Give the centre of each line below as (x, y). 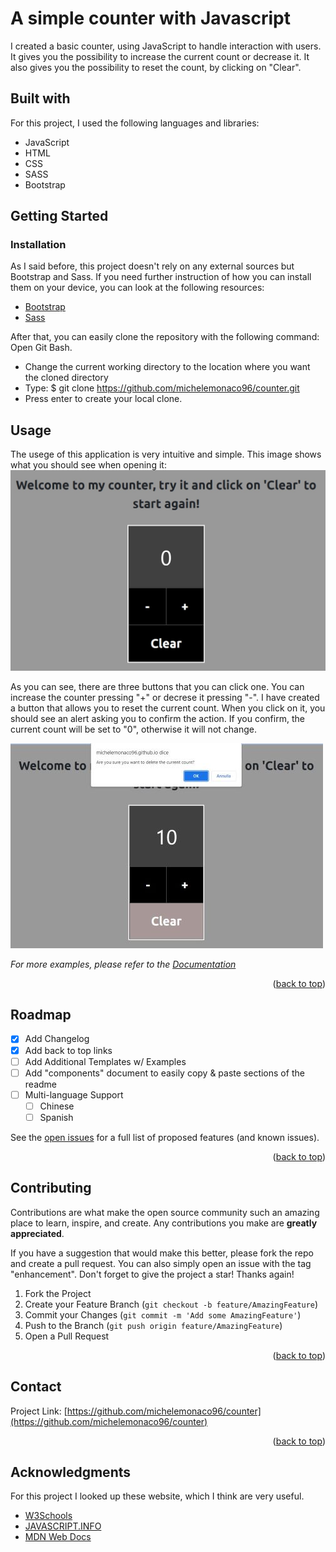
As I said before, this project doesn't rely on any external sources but (152, 266)
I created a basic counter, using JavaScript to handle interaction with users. (166, 46)
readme (40, 1084)
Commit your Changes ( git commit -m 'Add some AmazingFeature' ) (163, 1314)
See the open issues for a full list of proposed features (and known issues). (165, 1137)
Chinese (57, 1106)
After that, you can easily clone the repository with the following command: (165, 337)
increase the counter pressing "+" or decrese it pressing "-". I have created (165, 697)
